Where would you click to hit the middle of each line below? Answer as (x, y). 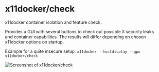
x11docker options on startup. (35, 42)
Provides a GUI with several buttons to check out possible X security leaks (79, 31)
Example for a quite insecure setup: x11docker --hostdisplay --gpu (73, 51)
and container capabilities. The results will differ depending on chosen (76, 37)
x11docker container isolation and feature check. (53, 22)
